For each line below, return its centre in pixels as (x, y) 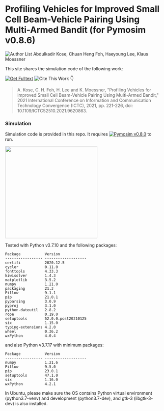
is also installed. (32, 404)
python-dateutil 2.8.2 (30, 310)
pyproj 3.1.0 (30, 306)
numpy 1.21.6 (31, 363)
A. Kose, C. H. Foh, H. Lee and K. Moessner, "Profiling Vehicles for (84, 90)
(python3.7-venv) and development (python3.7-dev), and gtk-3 (69, 398)
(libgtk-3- (143, 398)
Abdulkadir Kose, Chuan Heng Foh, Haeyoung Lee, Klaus (91, 54)
